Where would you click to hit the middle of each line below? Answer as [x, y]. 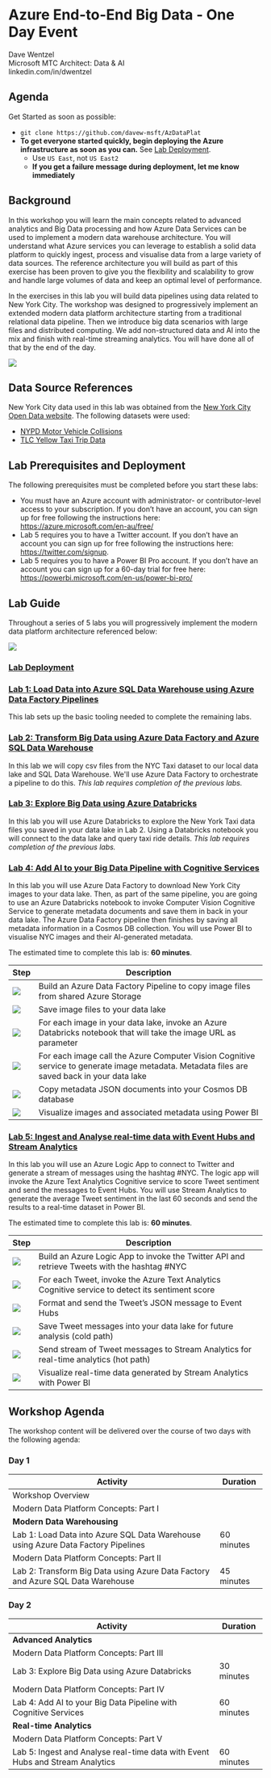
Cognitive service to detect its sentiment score [127, 1290]
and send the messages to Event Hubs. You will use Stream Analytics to [128, 1190]
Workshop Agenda [56, 1411]
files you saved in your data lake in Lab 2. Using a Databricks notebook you [133, 829]
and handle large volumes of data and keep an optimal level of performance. [135, 280]
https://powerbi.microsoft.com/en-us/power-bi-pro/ [106, 578]
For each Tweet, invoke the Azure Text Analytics [129, 1280]
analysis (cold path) [76, 1337]
